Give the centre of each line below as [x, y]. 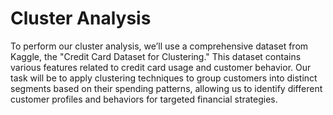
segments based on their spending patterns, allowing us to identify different [166, 88]
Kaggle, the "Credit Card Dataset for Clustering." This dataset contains [156, 56]
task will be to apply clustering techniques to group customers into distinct [164, 78]
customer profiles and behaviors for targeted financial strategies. [144, 99]
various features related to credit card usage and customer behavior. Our [161, 67]
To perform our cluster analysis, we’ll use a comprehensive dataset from [159, 46]
